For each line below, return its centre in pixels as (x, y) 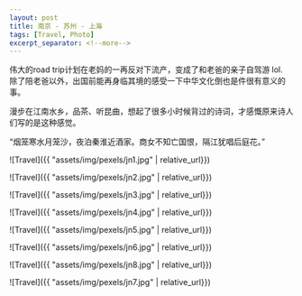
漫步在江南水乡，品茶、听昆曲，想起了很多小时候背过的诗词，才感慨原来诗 (147, 111)
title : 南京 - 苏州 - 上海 (56, 26)
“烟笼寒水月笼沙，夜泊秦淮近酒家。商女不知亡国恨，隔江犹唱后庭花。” (137, 142)
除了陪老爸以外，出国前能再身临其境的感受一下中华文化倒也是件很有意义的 (147, 81)
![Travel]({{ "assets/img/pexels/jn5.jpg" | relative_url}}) (110, 230)
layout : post (34, 18)
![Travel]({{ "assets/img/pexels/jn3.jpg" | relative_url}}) (111, 195)
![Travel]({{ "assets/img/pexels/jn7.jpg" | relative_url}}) (110, 282)
